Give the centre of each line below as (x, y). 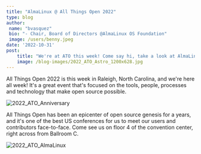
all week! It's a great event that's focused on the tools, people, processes (96, 85)
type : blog (20, 17)
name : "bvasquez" (30, 28)
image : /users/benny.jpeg (41, 39)
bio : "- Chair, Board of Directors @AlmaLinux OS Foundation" (88, 34)
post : (13, 51)
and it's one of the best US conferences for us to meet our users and (91, 121)
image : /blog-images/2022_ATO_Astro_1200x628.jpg (80, 61)
